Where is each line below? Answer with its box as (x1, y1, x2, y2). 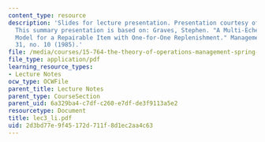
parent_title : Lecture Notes (8, 84, 104, 93)
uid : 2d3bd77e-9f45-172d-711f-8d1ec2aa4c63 (8, 121, 154, 129)
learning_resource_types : (8, 63, 93, 71)
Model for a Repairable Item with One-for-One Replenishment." (15, 33, 227, 42)
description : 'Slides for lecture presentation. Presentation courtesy (8, 19, 248, 27)
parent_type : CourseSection (8, 92, 101, 100)
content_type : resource (8, 11, 87, 20)
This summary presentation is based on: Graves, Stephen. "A (15, 26, 221, 34)
